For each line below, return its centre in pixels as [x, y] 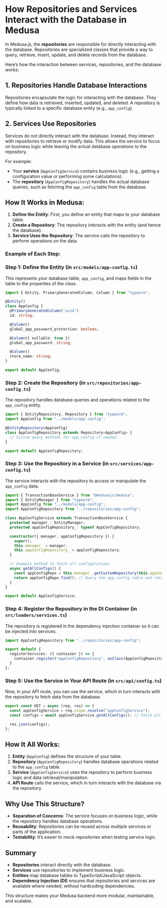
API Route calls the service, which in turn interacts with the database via [87, 783]
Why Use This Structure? [45, 804]
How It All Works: [33, 744]
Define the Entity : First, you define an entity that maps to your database [86, 214]
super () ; [23, 541]
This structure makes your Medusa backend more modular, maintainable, [80, 896]
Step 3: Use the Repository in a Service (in [57, 464]
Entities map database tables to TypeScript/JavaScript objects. [77, 875]
